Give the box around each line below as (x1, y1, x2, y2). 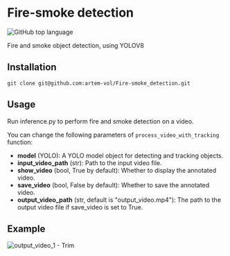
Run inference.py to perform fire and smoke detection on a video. (7, 117, 194, 126)
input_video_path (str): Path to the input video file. (17, 158, 162, 167)
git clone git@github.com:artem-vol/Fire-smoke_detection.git (7, 80, 191, 87)
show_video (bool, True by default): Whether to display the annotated (17, 166, 217, 174)
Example (7, 223, 46, 234)
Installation (7, 61, 57, 74)
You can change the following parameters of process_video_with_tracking (7, 130, 220, 139)
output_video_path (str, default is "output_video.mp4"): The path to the (17, 196, 222, 204)
